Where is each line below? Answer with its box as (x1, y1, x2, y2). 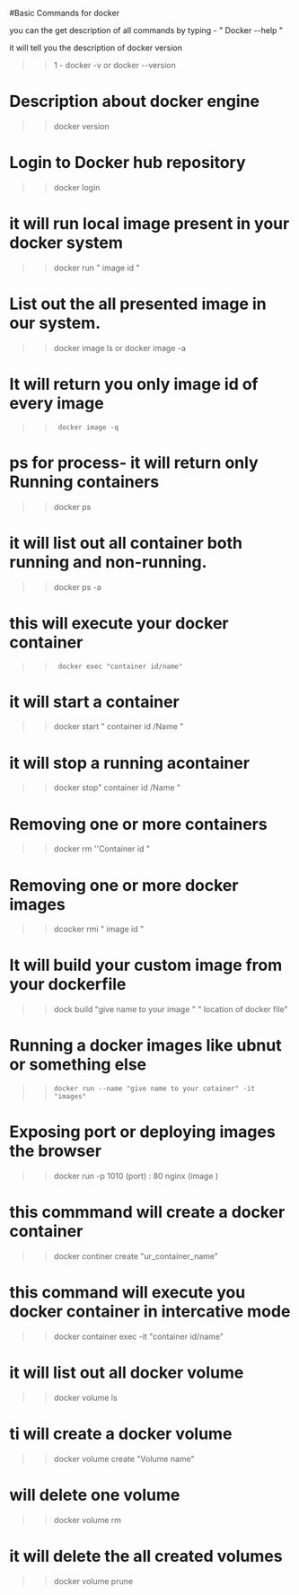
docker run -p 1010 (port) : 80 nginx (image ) (53, 1171, 219, 1182)
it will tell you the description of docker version (9, 42, 182, 53)
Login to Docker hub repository (9, 153, 246, 173)
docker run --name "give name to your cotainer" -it (53, 1084, 256, 1094)
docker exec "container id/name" (57, 662, 183, 671)
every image (9, 392, 105, 413)
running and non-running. (9, 551, 207, 572)
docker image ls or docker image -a (53, 342, 187, 353)
